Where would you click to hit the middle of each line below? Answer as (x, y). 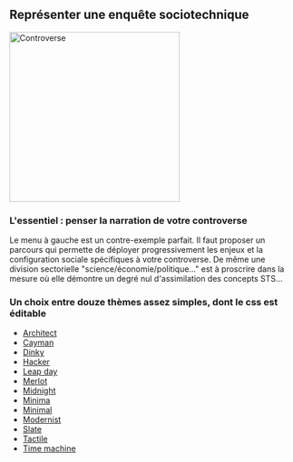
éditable (28, 313)
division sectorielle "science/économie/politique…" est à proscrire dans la (147, 269)
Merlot (35, 381)
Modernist (42, 419)
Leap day (40, 371)
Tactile (35, 439)
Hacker (36, 362)
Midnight (39, 391)
